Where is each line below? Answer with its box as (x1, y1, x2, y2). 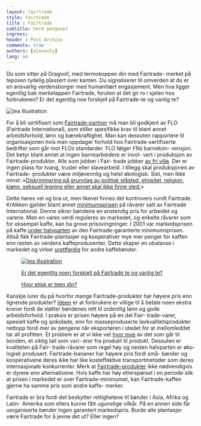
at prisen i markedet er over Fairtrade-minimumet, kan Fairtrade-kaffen (6, 375, 182, 383)
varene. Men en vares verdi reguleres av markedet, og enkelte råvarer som (6, 214, 191, 221)
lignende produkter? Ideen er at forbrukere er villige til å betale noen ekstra (6, 298, 192, 306)
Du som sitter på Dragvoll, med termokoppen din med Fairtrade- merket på (6, 70, 191, 77)
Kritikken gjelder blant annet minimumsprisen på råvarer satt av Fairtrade (6, 201, 187, 208)
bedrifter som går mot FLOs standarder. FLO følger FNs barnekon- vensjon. (6, 144, 193, 152)
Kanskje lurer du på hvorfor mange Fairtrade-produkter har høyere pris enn (6, 292, 192, 300)
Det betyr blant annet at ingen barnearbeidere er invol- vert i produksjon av (6, 151, 193, 158)
